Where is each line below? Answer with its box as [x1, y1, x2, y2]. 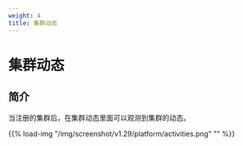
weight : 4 [8, 11, 42, 20]
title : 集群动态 [8, 19, 58, 27]
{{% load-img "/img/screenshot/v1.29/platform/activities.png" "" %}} [8, 128, 236, 138]
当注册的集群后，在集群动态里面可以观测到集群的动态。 [8, 112, 190, 122]
